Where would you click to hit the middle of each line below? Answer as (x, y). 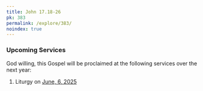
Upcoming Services (36, 50)
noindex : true (24, 29)
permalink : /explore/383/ (39, 23)
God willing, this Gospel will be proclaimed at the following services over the (102, 63)
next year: (19, 70)
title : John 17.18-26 (34, 12)
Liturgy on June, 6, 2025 (46, 81)
